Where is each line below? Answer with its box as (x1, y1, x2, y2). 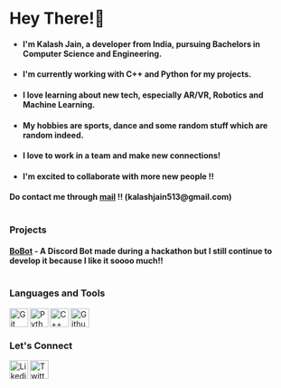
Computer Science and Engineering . (22, 48, 163, 59)
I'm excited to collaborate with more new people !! (22, 171, 214, 182)
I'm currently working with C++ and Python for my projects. (22, 69, 252, 80)
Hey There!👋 (9, 8, 106, 29)
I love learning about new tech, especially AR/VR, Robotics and (22, 90, 264, 100)
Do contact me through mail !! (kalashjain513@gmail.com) (9, 192, 232, 203)
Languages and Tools (9, 287, 106, 299)
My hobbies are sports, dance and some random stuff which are (22, 119, 268, 130)
